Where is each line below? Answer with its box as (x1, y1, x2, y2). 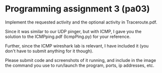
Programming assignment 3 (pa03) (5, 3, 150, 14)
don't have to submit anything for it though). (5, 48, 93, 54)
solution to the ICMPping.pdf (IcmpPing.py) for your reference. (5, 34, 131, 39)
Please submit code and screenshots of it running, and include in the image (5, 57, 157, 63)
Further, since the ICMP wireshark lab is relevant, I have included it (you (5, 43, 149, 49)
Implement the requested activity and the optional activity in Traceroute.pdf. (5, 19, 157, 25)
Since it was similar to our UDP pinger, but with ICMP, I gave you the (5, 28, 142, 34)
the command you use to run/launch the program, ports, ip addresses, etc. (5, 62, 155, 68)
